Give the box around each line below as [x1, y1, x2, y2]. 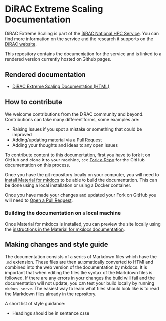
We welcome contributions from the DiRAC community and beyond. [5, 111, 144, 117]
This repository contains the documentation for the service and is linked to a [5, 51, 162, 57]
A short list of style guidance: [5, 300, 66, 306]
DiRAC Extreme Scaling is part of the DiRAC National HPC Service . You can [5, 30, 159, 36]
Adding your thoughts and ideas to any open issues [12, 142, 118, 148]
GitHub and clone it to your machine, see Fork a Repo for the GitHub [5, 157, 145, 162]
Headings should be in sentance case [12, 310, 90, 316]
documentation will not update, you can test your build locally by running [5, 280, 155, 286]
